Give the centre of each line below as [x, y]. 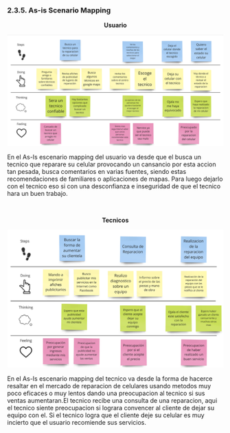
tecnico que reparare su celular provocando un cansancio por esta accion [112, 164]
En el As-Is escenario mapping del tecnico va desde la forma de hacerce [110, 378]
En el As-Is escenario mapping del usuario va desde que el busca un [104, 157]
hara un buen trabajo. [38, 194]
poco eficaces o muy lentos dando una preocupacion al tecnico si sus [106, 393]
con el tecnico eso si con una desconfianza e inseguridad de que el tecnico [114, 186]
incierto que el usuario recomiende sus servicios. [77, 422]
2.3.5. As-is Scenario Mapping [59, 10]
